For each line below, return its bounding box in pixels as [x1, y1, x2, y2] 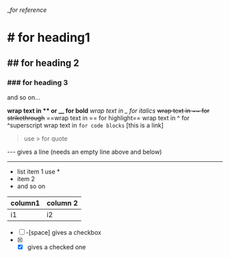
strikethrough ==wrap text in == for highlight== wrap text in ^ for [7, 113, 190, 122]
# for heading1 [7, 30, 90, 45]
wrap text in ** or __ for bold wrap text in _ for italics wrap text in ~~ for [7, 106, 210, 115]
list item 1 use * [16, 167, 60, 176]
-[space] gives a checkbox [25, 228, 101, 236]
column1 [10, 198, 40, 208]
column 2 [47, 198, 79, 208]
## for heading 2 [7, 57, 79, 69]
